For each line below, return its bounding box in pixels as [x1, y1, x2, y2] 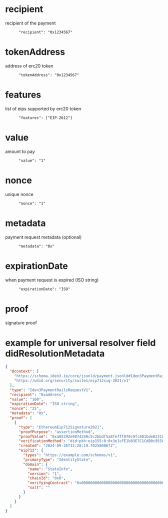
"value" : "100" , [9, 396, 43, 402]
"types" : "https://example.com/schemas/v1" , [23, 452, 117, 458]
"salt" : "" [27, 485, 50, 490]
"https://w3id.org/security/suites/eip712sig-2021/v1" [14, 378, 131, 383]
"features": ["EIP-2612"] [18, 115, 72, 120]
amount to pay [5, 148, 35, 154]
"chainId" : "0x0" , [27, 476, 66, 481]
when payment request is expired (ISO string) [5, 276, 99, 283]
